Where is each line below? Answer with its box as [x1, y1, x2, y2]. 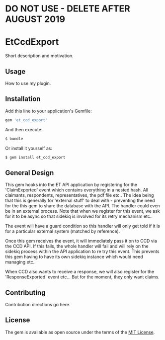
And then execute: [5, 126, 43, 132]
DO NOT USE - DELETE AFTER [5, 3, 130, 14]
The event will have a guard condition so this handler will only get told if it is [5, 223, 161, 229]
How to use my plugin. [5, 80, 51, 86]
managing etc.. [5, 259, 36, 265]
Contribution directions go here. [5, 302, 71, 307]
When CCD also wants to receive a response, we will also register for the [5, 269, 155, 275]
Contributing [5, 288, 46, 297]
